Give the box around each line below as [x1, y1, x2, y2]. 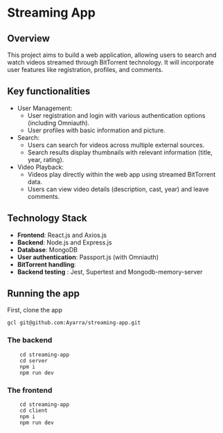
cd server [19, 357, 48, 364]
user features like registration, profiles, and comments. [7, 66, 163, 73]
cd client [19, 407, 48, 414]
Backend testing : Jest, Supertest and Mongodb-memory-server [17, 267, 203, 276]
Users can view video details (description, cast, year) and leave [27, 185, 209, 193]
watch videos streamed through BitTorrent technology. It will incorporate [7, 58, 215, 67]
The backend [7, 335, 53, 345]
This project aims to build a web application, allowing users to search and [7, 51, 217, 59]
